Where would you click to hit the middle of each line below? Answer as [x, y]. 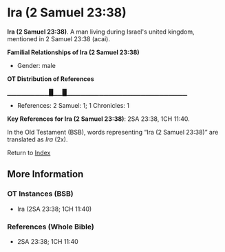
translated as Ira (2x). [37, 139]
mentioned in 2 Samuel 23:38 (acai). [58, 38]
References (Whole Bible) [51, 227]
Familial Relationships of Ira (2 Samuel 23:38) [73, 52]
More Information [45, 174]
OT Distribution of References [51, 79]
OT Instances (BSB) [40, 194]
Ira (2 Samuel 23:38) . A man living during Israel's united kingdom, [101, 32]
